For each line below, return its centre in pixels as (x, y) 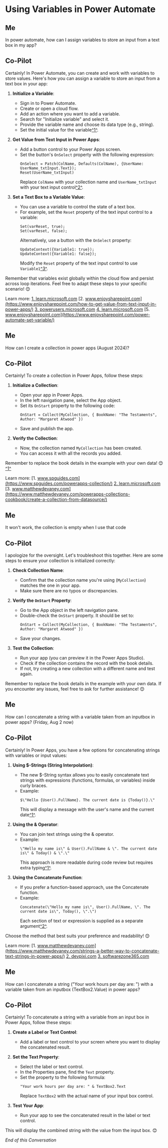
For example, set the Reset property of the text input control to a (86, 212)
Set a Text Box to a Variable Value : (49, 197)
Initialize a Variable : (33, 93)
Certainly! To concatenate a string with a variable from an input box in (77, 1017)
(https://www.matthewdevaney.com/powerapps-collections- (68, 494)
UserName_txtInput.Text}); (48, 168)
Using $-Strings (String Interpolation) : (53, 765)
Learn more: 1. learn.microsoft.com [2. (45, 298)
